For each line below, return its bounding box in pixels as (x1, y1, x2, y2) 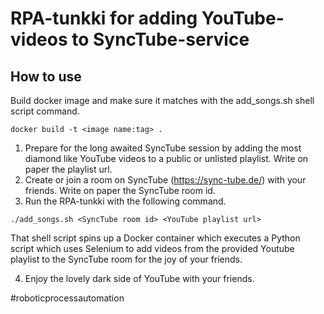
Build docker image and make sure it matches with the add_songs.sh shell (10, 95, 315, 106)
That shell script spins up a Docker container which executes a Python (10, 232, 301, 244)
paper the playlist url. (24, 163, 113, 175)
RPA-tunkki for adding (10, 7, 198, 30)
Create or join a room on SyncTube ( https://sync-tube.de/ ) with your (24, 174, 307, 186)
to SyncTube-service (71, 28, 250, 51)
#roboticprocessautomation (10, 292, 125, 304)
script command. (10, 105, 80, 117)
